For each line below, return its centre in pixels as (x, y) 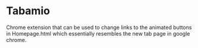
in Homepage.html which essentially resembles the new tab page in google (98, 33)
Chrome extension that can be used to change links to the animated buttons (99, 27)
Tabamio (28, 11)
